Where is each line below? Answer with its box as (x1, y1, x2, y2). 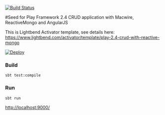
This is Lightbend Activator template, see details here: (5, 29, 115, 35)
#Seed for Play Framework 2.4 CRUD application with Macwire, (5, 14, 134, 20)
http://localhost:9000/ (5, 104, 50, 110)
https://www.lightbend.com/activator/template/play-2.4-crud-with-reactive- (5, 35, 160, 40)
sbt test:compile (5, 73, 41, 78)
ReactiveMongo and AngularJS (5, 20, 68, 25)
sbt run (5, 96, 21, 101)
